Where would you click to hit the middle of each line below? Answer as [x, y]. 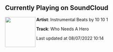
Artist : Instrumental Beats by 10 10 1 [72, 19]
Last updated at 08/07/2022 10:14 [70, 38]
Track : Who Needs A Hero [63, 29]
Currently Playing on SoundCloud [57, 8]
